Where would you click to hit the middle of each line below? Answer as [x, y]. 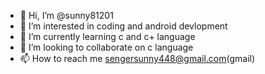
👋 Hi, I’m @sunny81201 [66, 15]
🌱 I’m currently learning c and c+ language [107, 36]
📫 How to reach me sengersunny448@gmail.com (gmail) [137, 58]
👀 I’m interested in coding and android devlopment [123, 26]
